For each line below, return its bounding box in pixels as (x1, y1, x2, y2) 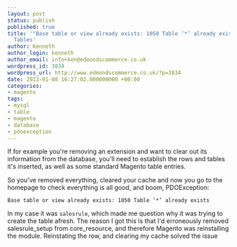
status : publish (7, 17, 55, 24)
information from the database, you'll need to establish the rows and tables (7, 155, 226, 163)
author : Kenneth (7, 43, 55, 50)
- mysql (7, 102, 30, 109)
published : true (7, 23, 55, 30)
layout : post (7, 10, 46, 18)
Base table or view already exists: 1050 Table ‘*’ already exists (7, 197, 210, 204)
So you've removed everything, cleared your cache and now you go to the (7, 176, 224, 184)
